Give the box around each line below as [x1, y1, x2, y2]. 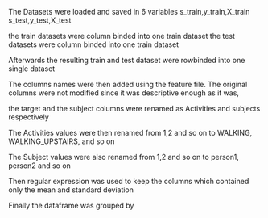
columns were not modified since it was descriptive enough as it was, [8, 88, 240, 98]
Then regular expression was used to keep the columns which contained [8, 177, 249, 186]
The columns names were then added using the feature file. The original [8, 80, 248, 89]
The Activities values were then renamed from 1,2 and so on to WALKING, [8, 128, 253, 137]
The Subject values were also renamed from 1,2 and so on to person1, [8, 153, 239, 161]
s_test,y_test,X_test [8, 15, 72, 25]
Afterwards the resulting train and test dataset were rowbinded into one [8, 56, 245, 65]
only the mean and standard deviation [8, 185, 134, 195]
